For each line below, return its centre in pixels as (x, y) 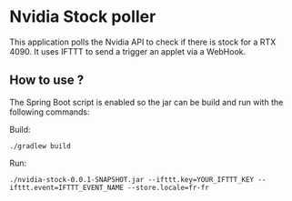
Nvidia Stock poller (83, 17)
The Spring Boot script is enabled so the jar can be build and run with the (146, 102)
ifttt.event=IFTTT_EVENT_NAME (67, 187)
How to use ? (47, 80)
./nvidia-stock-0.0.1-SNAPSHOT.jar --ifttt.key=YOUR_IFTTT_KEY (132, 179)
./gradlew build (40, 146)
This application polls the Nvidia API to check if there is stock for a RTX (143, 42)
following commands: (50, 112)
